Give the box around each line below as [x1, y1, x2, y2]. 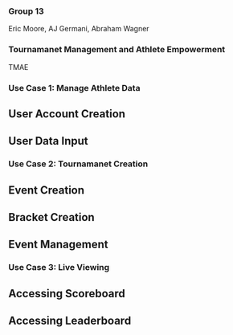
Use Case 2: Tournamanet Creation [8, 158, 149, 170]
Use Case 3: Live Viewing [8, 262, 110, 273]
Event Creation [8, 183, 85, 197]
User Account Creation [8, 107, 126, 121]
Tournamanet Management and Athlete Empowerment [8, 44, 226, 55]
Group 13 [8, 6, 44, 17]
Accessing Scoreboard [8, 287, 126, 300]
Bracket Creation [8, 210, 95, 224]
